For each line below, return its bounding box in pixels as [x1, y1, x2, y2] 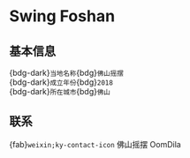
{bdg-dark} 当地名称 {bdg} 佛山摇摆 [9, 68, 124, 78]
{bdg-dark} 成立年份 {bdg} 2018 [9, 77, 113, 87]
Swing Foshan [9, 6, 116, 26]
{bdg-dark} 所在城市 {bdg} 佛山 [9, 87, 110, 96]
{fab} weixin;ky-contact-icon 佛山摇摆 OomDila [9, 139, 181, 149]
